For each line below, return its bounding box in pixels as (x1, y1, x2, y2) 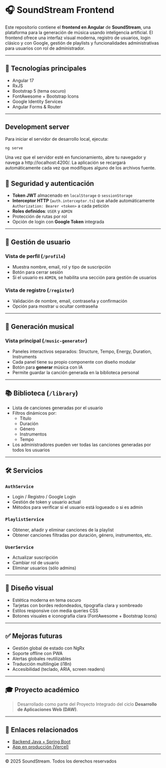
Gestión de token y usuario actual (12, 499, 81, 505)
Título (19, 415, 32, 421)
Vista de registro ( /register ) (5, 286, 74, 293)
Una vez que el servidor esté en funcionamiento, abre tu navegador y (5, 155, 147, 161)
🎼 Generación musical (5, 322, 74, 330)
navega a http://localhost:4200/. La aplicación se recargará (5, 160, 126, 165)
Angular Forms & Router (12, 104, 61, 110)
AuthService (5, 484, 34, 490)
